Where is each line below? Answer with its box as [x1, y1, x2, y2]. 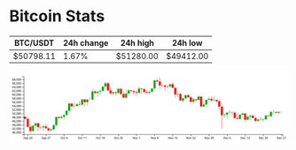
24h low [171, 38, 203, 49]
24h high [120, 38, 155, 49]
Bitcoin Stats [9, 6, 105, 26]
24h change [63, 38, 109, 49]
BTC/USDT [14, 38, 55, 49]
